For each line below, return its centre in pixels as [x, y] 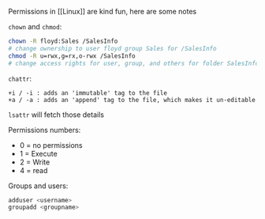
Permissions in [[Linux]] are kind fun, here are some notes [103, 11]
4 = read [34, 170]
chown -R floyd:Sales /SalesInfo [63, 41]
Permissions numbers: [45, 130]
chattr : [20, 78]
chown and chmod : [35, 26]
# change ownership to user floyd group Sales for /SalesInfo [112, 48]
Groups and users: [38, 186]
